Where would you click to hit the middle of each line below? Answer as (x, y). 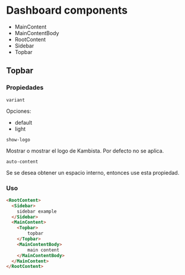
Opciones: (19, 111)
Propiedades (25, 88)
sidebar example (37, 211)
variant (16, 100)
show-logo (18, 140)
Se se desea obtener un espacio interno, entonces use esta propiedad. (93, 172)
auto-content (22, 162)
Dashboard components (67, 10)
